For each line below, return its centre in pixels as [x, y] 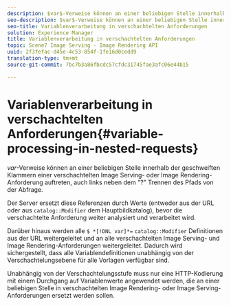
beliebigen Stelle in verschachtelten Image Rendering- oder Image [101, 288]
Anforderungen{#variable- [85, 134]
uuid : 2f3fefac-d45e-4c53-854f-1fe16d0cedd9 [72, 52]
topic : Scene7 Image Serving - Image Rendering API [82, 45]
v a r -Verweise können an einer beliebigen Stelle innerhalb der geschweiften [114, 167]
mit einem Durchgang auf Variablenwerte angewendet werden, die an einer [113, 281]
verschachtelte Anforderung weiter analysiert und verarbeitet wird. [101, 217]
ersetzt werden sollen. [83, 295]
